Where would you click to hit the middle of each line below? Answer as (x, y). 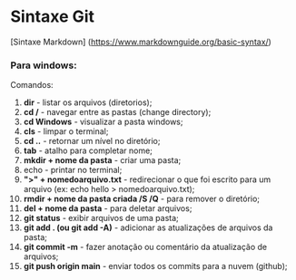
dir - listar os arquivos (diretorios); (88, 102)
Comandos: (32, 85)
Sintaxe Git (52, 17)
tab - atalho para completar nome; (88, 150)
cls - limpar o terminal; (66, 131)
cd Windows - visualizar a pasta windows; (103, 122)
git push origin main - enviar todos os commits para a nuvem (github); (156, 266)
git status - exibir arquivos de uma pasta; (101, 218)
